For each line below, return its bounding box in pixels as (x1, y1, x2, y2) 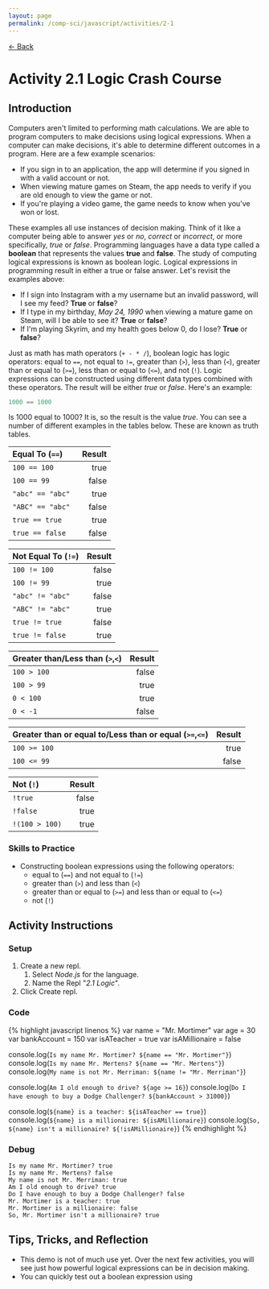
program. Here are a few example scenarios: (8, 148, 156, 158)
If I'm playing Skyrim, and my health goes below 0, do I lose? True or (19, 324, 247, 334)
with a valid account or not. (19, 172, 111, 182)
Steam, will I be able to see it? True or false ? (19, 315, 168, 325)
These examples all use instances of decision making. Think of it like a (8, 222, 241, 232)
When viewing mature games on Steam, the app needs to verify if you (19, 181, 251, 191)
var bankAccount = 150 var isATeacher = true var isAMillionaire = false (8, 1034, 242, 1043)
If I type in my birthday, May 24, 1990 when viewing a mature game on (19, 307, 253, 317)
